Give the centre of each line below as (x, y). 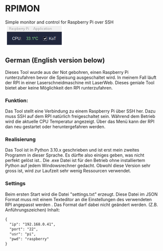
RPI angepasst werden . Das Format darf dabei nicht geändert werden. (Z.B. (81, 205)
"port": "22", (24, 229)
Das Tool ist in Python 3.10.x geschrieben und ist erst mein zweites (72, 150)
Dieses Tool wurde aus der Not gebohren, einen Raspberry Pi (67, 72)
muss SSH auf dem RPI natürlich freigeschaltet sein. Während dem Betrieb (80, 116)
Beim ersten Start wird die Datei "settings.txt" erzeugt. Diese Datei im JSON (81, 194)
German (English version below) (55, 60)
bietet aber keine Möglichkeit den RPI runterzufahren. (59, 88)
